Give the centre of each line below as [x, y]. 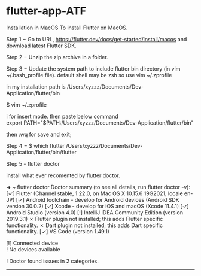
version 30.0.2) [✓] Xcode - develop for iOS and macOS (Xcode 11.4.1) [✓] [98, 206]
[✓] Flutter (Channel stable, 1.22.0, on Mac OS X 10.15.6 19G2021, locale [95, 193]
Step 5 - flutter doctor [33, 163]
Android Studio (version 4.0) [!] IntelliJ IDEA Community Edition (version [95, 212]
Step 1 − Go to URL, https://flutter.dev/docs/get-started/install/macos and [97, 39]
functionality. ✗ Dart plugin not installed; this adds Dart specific [85, 225]
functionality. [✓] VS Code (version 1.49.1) [58, 231]
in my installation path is [36, 87]
